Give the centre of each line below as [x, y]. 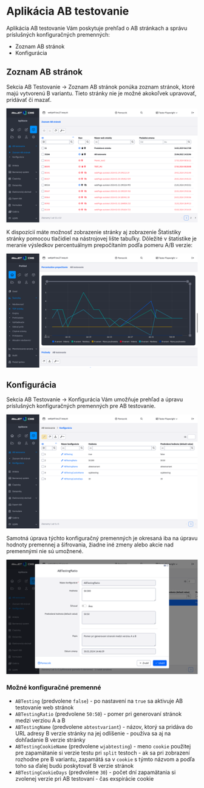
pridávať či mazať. [29, 99]
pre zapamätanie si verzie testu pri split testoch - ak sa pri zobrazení [102, 753]
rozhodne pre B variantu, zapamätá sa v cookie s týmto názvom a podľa [105, 759]
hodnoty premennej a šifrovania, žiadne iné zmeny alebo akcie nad [90, 545]
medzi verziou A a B [40, 720]
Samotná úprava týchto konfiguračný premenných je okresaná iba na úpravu [102, 539]
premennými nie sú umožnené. [45, 551]
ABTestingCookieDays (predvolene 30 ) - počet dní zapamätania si [95, 772]
